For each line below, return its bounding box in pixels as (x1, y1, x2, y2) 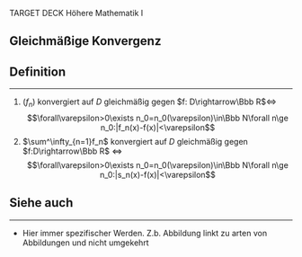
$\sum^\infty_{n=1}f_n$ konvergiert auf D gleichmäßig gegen (22, 137, 249, 146)
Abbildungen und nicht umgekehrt (22, 237, 150, 248)
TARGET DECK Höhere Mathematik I (9, 8, 144, 18)
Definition (9, 64, 66, 79)
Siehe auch (9, 195, 74, 210)
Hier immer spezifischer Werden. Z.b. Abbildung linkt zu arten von (22, 227, 268, 238)
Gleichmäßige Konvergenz (9, 33, 162, 49)
